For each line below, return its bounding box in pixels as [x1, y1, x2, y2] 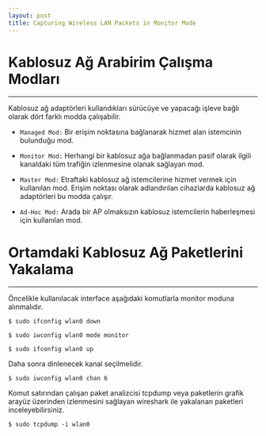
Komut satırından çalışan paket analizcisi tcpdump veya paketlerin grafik [8, 388, 244, 398]
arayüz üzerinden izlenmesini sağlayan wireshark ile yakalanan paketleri [8, 397, 244, 407]
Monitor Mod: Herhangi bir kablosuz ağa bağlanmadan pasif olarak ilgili [19, 151, 252, 161]
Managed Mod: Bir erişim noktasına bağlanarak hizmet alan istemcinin [19, 128, 241, 137]
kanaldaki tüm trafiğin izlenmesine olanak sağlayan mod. [19, 159, 204, 169]
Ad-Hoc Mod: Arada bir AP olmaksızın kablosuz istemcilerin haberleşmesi [19, 207, 256, 216]
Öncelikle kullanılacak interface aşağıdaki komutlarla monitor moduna [8, 294, 235, 304]
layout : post [8, 11, 51, 20]
